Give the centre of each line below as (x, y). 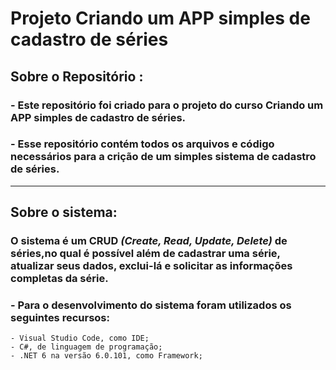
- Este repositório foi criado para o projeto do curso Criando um (167, 105)
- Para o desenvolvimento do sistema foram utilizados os (151, 305)
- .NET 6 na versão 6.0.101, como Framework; (106, 356)
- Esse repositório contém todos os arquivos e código (142, 144)
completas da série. (59, 279)
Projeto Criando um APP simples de (160, 18)
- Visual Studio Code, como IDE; (80, 338)
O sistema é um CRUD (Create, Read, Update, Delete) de (149, 241)
